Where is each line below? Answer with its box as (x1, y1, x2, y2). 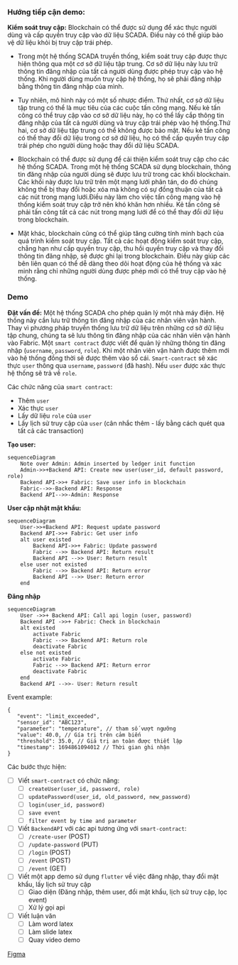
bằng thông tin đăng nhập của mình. (17, 82, 124, 91)
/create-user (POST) (28, 832, 90, 841)
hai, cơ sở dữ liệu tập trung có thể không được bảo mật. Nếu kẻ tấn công (17, 126, 230, 135)
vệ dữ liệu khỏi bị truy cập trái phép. (7, 38, 113, 47)
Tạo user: (7, 440, 36, 449)
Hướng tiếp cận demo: (7, 7, 85, 17)
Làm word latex (28, 920, 73, 928)
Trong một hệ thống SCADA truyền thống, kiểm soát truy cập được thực (17, 52, 227, 60)
